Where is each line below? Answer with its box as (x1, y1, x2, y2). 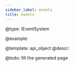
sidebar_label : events (5, 7, 52, 12)
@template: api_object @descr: (5, 45, 69, 51)
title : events (5, 12, 35, 17)
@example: (5, 35, 28, 41)
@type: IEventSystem (5, 25, 49, 31)
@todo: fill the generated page (5, 54, 68, 60)
